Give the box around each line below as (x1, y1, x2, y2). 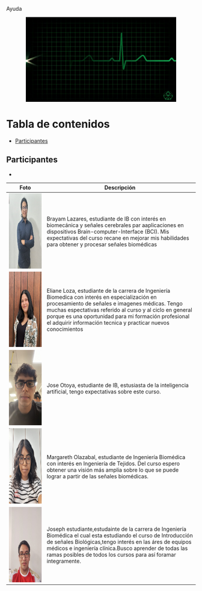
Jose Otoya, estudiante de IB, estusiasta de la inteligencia (46, 381, 189, 389)
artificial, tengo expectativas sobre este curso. (46, 388, 161, 395)
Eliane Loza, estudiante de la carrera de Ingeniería (46, 287, 170, 294)
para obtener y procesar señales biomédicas (46, 240, 158, 248)
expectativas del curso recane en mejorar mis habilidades (46, 234, 189, 242)
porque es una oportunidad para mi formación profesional (46, 313, 190, 320)
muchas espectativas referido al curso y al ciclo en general (46, 306, 192, 313)
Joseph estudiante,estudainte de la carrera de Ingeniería (46, 525, 186, 533)
